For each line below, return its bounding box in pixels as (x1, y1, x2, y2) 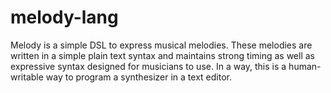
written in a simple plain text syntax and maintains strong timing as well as (10, 49, 315, 61)
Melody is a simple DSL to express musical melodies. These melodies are (10, 39, 313, 51)
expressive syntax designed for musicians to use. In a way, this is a (10, 60, 287, 72)
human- (288, 60, 322, 72)
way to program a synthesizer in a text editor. (45, 71, 232, 83)
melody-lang (10, 6, 119, 29)
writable (10, 71, 44, 83)
